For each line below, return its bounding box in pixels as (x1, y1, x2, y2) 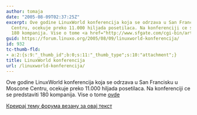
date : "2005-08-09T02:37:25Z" (6, 14, 80, 20)
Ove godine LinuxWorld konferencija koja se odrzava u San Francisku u (6, 79, 178, 86)
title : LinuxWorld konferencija (6, 57, 85, 63)
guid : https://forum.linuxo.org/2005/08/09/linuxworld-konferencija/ (6, 36, 180, 41)
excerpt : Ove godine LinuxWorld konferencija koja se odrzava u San (6, 19, 177, 25)
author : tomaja (6, 8, 43, 15)
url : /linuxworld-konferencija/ (6, 62, 85, 69)
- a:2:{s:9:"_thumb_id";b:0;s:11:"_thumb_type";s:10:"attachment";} (6, 52, 177, 58)
